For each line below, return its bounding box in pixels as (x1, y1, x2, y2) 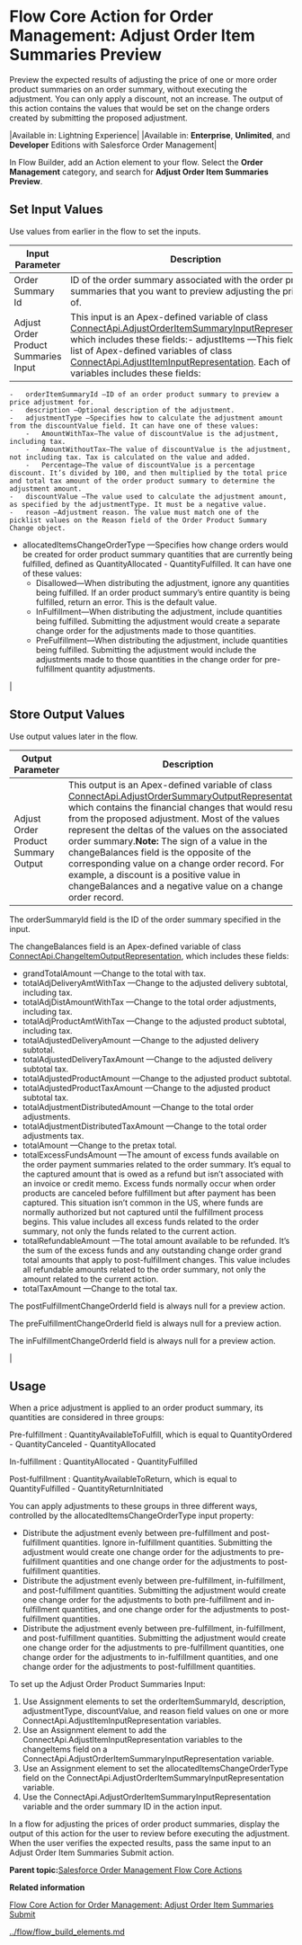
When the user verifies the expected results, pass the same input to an (9, 1838, 271, 1849)
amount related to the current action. (22, 1274, 159, 1284)
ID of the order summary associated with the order (70, 273, 283, 286)
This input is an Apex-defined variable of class (70, 310, 269, 323)
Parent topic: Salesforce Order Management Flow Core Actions (9, 1865, 243, 1876)
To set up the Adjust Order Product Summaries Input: (9, 1679, 206, 1690)
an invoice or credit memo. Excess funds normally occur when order (22, 1177, 276, 1188)
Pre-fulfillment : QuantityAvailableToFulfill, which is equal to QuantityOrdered (9, 1429, 293, 1440)
